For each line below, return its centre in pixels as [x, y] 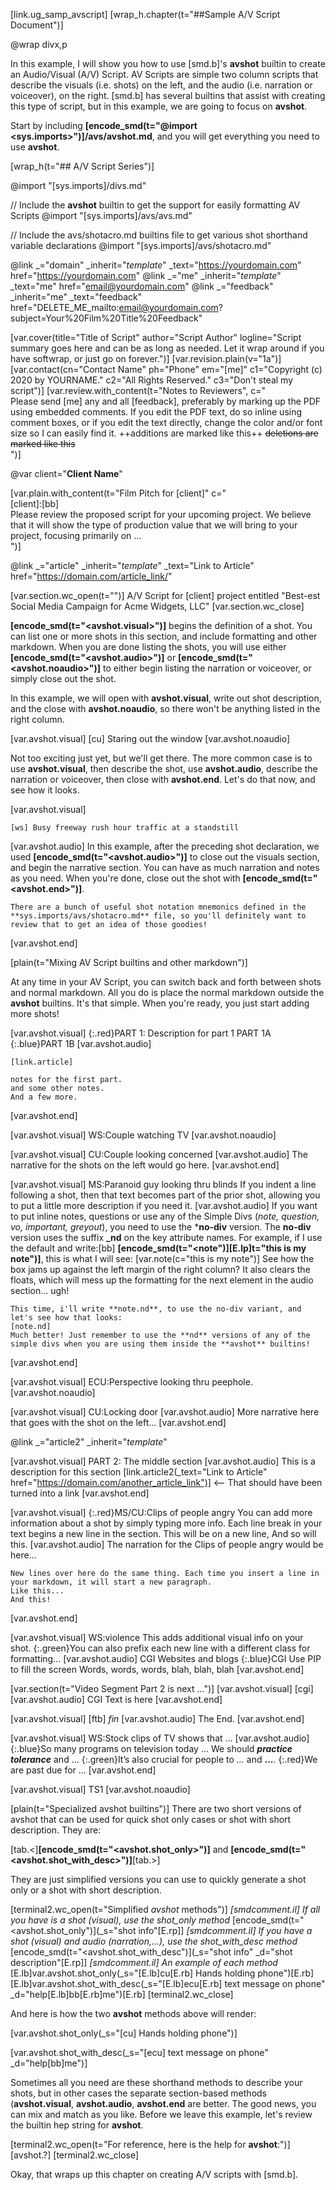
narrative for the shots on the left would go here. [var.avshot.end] [145, 1165]
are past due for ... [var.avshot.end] [83, 1770]
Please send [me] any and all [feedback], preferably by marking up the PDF [166, 401]
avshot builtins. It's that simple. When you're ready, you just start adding [160, 1003]
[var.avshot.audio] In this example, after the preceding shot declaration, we [165, 846]
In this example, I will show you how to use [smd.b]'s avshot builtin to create [168, 63]
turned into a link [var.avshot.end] [80, 1493]
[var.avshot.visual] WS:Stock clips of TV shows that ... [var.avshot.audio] [160, 1738]
